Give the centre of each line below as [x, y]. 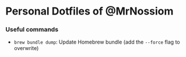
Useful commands [32, 30]
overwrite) [26, 48]
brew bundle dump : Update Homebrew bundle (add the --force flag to [97, 42]
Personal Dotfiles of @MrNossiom [90, 11]
